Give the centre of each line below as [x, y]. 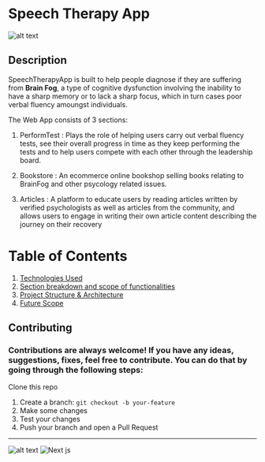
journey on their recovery [61, 224]
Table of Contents [68, 256]
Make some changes [54, 411]
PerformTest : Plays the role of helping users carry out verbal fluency [132, 135]
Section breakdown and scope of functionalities [97, 286]
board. [30, 160]
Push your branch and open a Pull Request [89, 427]
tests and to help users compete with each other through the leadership [136, 151]
